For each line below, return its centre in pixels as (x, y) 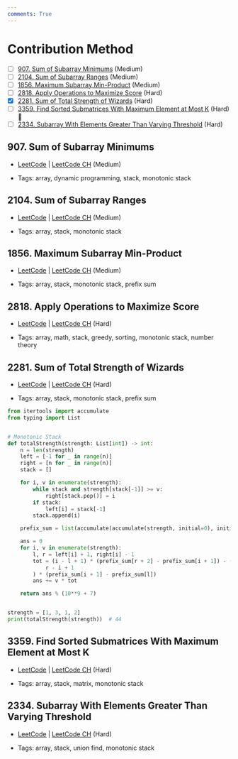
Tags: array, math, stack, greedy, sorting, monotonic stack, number (115, 337)
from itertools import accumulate (58, 411)
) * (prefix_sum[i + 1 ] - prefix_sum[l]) (95, 574)
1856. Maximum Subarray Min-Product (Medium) (89, 84)
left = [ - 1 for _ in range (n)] (66, 457)
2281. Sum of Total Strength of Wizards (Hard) (85, 101)
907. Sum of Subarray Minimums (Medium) (80, 69)
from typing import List (44, 417)
